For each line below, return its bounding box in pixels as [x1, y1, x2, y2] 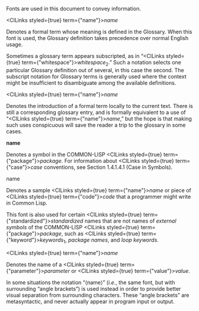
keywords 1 [39, 236, 65, 245]
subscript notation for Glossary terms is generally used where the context [6, 73, 187, 80]
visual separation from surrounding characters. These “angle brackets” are [6, 291, 189, 298]
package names [68, 236, 108, 244]
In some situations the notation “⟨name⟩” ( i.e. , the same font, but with [6, 279, 175, 286]
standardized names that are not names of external [50, 217, 176, 224]
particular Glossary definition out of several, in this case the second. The [6, 66, 184, 73]
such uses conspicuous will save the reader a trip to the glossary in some [6, 121, 186, 128]
